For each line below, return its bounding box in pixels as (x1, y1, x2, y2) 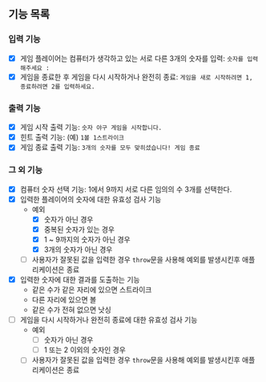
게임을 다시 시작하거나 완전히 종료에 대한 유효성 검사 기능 (19, 315, 198, 325)
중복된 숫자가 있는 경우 (43, 224, 115, 234)
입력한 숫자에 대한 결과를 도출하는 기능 (19, 275, 140, 285)
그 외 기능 (8, 165, 42, 176)
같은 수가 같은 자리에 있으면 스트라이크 (31, 285, 152, 295)
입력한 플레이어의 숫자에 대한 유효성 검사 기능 (19, 194, 162, 204)
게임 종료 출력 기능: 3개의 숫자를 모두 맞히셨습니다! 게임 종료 (19, 143, 200, 152)
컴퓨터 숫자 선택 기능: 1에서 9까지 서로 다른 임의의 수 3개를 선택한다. (19, 184, 232, 194)
